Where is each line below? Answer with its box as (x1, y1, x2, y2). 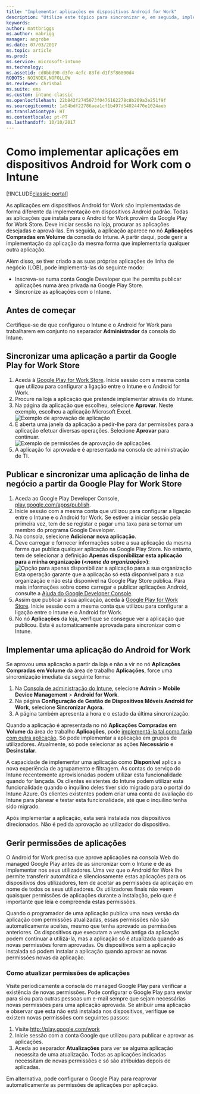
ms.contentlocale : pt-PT (6, 114, 68, 120)
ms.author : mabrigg (6, 31, 55, 37)
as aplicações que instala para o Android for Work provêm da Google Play (6, 215, 187, 222)
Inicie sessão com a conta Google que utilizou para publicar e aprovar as (14, 1032, 194, 1039)
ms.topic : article (6, 48, 52, 54)
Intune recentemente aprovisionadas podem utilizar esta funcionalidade (6, 771, 182, 778)
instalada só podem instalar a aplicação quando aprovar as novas (6, 948, 167, 955)
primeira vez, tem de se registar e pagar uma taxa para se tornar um (14, 520, 183, 527)
